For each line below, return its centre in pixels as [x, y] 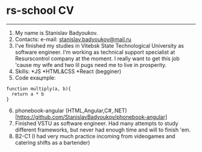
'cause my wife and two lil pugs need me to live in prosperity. [91, 65]
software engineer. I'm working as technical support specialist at [95, 52]
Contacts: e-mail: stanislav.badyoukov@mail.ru [73, 39]
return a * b [28, 94]
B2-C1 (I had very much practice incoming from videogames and [95, 136]
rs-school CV [40, 11]
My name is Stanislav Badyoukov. [56, 33]
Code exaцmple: [35, 78]
